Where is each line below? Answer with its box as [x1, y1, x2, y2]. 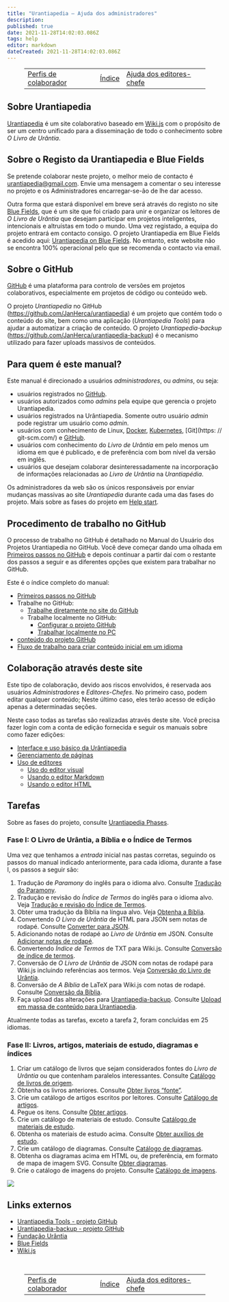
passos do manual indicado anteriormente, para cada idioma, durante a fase [7, 858, 222, 866]
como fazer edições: [7, 730, 65, 738]
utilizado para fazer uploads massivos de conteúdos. [7, 339, 156, 347]
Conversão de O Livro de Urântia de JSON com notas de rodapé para [16, 959, 213, 967]
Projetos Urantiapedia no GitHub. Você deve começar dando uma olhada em [7, 543, 222, 551]
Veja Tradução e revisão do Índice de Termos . [16, 900, 147, 908]
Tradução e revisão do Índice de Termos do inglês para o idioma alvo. [16, 893, 214, 902]
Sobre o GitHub [7, 263, 74, 275]
